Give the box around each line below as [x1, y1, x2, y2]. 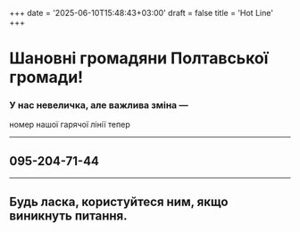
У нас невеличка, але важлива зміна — [9, 99, 189, 112]
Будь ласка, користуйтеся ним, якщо [9, 194, 229, 209]
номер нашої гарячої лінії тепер [9, 120, 131, 130]
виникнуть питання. [9, 208, 128, 223]
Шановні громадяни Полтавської [9, 48, 269, 69]
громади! [9, 67, 84, 87]
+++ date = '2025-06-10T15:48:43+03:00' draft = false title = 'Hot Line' [9, 8, 274, 18]
